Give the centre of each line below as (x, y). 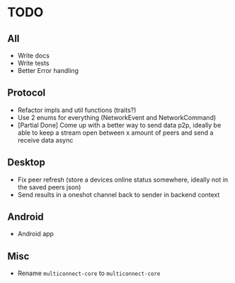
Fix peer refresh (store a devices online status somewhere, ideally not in (123, 179)
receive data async (45, 140)
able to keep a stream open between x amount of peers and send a (115, 133)
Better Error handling (48, 71)
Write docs (33, 55)
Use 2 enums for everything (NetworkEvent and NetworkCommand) (117, 117)
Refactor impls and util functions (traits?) (77, 110)
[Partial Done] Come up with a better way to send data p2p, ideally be (119, 125)
